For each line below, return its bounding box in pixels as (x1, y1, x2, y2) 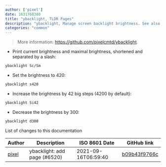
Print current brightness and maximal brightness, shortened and (12, 49, 143, 55)
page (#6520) (29, 154, 63, 161)
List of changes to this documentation (5, 128, 83, 134)
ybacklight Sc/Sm (5, 64, 41, 68)
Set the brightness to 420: (12, 72, 66, 78)
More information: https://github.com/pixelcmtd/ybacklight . (17, 39, 138, 45)
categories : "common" (5, 26, 50, 31)
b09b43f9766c (122, 151, 159, 158)
